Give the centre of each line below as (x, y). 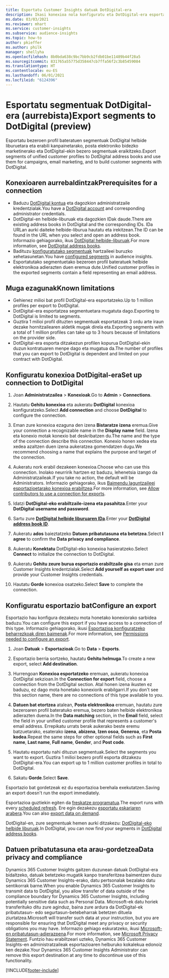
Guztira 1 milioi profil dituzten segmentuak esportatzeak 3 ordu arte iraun (88, 322)
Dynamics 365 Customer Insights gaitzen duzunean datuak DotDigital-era (82, 869)
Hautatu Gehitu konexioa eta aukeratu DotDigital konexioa (74, 405)
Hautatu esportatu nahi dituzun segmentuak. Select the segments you (85, 752)
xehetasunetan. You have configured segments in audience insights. (83, 256)
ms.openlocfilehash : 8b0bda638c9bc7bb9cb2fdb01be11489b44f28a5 (73, 57)
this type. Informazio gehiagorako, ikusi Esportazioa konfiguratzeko (75, 628)
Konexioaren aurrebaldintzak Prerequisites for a (81, 183)
